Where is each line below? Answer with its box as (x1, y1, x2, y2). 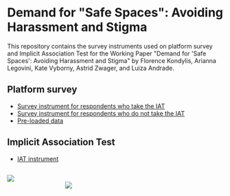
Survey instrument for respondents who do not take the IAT (16, 109, 185, 117)
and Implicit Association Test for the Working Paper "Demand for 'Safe (7, 49, 207, 58)
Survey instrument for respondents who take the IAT (16, 101, 165, 110)
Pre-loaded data (16, 117, 64, 125)
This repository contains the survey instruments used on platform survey (7, 42, 213, 50)
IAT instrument (16, 154, 59, 162)
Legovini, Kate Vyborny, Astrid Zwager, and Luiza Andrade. (7, 64, 175, 72)
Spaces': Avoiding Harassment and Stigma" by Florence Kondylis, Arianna (7, 56, 216, 64)
